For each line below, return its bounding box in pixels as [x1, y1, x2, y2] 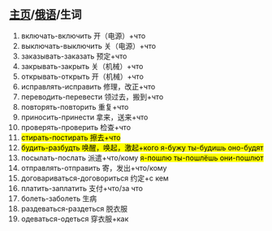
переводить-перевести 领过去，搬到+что [20, 92, 164, 102]
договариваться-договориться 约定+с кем [20, 173, 169, 183]
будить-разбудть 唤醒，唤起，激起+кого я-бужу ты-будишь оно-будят [20, 142, 264, 152]
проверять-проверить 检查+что [20, 122, 132, 132]
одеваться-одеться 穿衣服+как [20, 214, 129, 224]
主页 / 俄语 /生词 [9, 7, 82, 22]
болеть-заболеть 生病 [20, 194, 97, 203]
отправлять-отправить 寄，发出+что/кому [20, 163, 167, 172]
